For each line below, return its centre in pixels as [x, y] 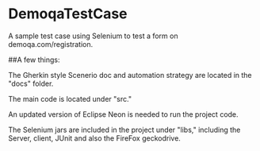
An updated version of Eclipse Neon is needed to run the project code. [124, 114]
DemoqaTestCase [68, 14]
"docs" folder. [31, 83]
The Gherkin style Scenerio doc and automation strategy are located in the [130, 75]
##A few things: [34, 60]
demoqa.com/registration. [51, 44]
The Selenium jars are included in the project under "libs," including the [124, 130]
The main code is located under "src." [70, 99]
